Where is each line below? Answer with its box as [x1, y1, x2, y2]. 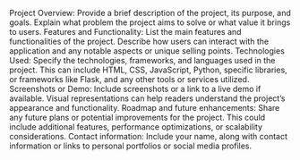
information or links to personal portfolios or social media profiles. [9, 140, 253, 151]
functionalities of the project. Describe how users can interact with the [9, 36, 270, 46]
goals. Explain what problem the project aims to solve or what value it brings [9, 17, 291, 28]
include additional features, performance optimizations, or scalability [9, 122, 262, 132]
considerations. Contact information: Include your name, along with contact [9, 131, 288, 141]
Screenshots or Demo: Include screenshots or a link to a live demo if [9, 84, 261, 94]
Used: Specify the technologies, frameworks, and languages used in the [9, 55, 276, 65]
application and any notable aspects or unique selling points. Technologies [9, 46, 285, 56]
